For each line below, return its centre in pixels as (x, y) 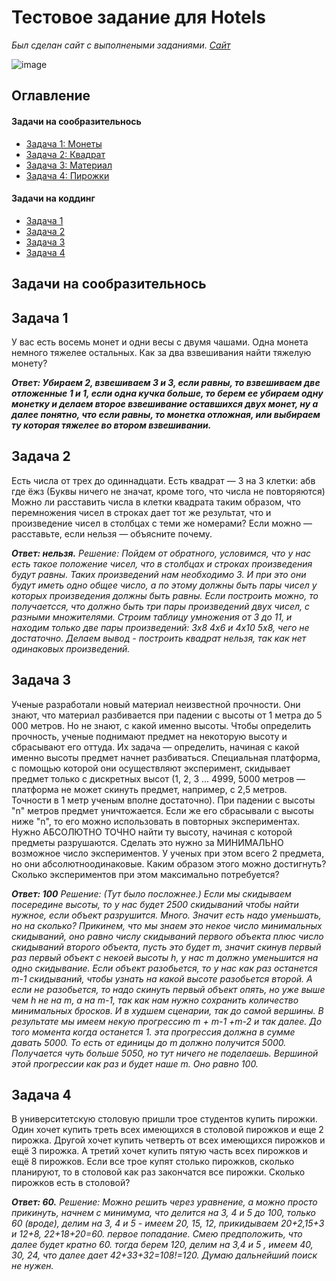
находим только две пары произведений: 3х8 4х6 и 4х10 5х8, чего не (160, 627)
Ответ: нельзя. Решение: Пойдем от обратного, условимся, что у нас (161, 553)
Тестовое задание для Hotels (138, 17)
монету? (29, 363)
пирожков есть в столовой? (71, 1183)
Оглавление (51, 96)
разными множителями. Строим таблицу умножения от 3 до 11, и (152, 617)
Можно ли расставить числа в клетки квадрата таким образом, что (156, 502)
